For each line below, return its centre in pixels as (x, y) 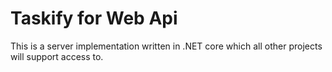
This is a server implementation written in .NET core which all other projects (166, 46)
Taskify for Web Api (94, 18)
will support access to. (57, 56)
